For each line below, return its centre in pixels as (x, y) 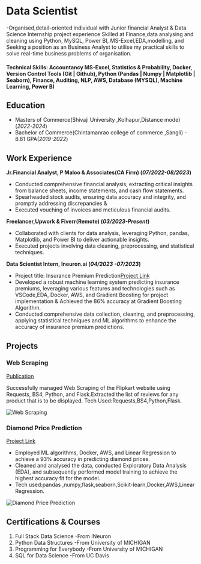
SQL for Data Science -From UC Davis (62, 555)
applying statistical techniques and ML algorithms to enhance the (96, 321)
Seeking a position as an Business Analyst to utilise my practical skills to (95, 47)
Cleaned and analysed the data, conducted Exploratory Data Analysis (101, 466)
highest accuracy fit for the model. (58, 478)
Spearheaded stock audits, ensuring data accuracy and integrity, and (100, 197)
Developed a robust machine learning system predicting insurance (97, 282)
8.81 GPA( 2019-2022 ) (41, 139)
